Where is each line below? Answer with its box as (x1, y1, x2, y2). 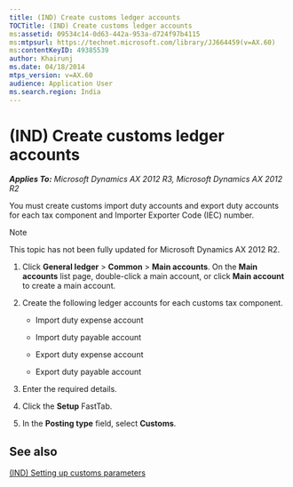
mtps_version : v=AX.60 (9, 71, 93, 80)
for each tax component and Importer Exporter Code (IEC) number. (9, 210, 255, 220)
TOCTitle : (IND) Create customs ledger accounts (9, 21, 193, 30)
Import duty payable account (35, 332, 142, 343)
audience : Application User (9, 79, 114, 88)
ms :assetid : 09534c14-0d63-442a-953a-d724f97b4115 (9, 29, 201, 38)
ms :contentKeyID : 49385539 (9, 46, 109, 55)
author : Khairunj (9, 54, 74, 63)
